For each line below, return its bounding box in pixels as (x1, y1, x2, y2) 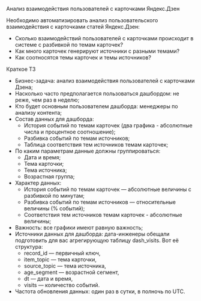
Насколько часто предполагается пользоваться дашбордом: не (14, 90, 179, 97)
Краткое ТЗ (6, 65, 36, 73)
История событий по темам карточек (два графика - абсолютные (23, 122, 193, 129)
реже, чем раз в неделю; (14, 96, 80, 103)
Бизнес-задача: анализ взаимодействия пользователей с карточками (14, 78, 195, 84)
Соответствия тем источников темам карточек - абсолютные (23, 211, 182, 218)
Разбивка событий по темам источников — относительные (23, 198, 176, 205)
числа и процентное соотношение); (23, 129, 116, 135)
